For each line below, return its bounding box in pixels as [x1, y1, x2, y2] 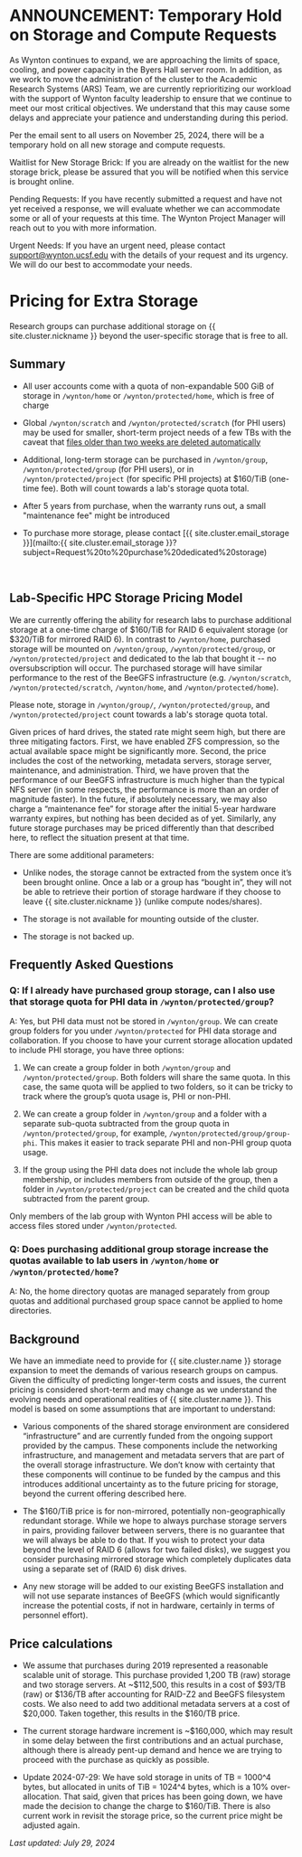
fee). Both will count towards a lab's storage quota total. [41, 483, 250, 494]
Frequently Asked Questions [9, 957, 175, 972]
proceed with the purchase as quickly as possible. [22, 1755, 210, 1766]
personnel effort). [22, 1610, 89, 1621]
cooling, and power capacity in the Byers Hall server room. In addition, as [9, 64, 283, 75]
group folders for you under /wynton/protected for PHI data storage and [9, 1025, 278, 1036]
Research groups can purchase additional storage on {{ [9, 320, 216, 331]
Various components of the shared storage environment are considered [22, 1421, 289, 1432]
